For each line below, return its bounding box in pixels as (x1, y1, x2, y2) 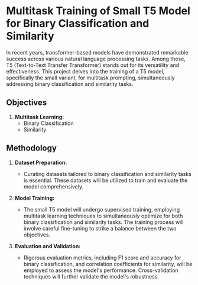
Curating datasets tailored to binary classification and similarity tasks (23, 170, 192, 177)
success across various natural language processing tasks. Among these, (6, 55, 186, 62)
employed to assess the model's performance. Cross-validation (23, 267, 178, 274)
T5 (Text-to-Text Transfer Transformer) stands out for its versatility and (6, 61, 180, 69)
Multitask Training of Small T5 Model (6, 4, 191, 18)
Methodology (6, 143, 57, 153)
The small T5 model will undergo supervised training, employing (23, 206, 180, 213)
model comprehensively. (23, 182, 84, 190)
